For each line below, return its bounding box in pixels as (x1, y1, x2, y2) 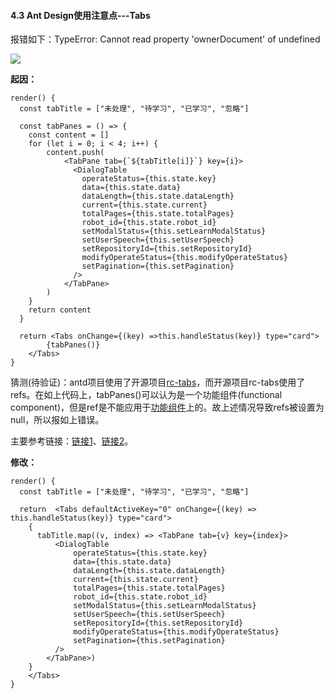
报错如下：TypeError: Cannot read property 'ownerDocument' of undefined (10, 33, 321, 45)
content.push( (46, 148, 105, 158)
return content (28, 305, 92, 315)
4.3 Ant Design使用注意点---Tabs (10, 9, 151, 21)
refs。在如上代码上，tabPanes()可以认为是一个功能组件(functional (10, 389, 283, 401)
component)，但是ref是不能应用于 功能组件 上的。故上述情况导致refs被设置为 (10, 401, 325, 414)
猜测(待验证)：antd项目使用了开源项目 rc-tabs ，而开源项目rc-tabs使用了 (10, 376, 306, 389)
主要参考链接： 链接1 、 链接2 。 (10, 435, 134, 447)
